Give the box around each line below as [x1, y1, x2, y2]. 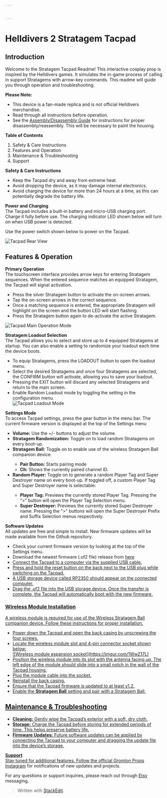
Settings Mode [5, 410, 36, 416]
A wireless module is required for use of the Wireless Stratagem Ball [5, 615, 146, 621]
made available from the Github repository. [5, 533, 93, 540]
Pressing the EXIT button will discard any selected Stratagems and [12, 379, 150, 385]
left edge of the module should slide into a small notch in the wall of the [12, 662, 160, 668]
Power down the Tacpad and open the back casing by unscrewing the [12, 630, 157, 636]
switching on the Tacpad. [12, 570, 65, 576]
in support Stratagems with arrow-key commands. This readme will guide [5, 76, 156, 82]
